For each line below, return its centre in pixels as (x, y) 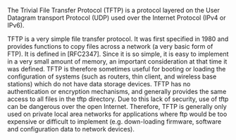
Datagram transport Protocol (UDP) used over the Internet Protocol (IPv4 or (117, 18)
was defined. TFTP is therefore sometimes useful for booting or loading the (117, 69)
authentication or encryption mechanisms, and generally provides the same (117, 92)
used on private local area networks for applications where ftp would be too (117, 114)
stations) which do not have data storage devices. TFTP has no (99, 84)
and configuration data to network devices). (71, 129)
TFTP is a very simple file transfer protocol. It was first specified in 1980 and (118, 39)
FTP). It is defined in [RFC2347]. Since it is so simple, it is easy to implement (118, 54)
